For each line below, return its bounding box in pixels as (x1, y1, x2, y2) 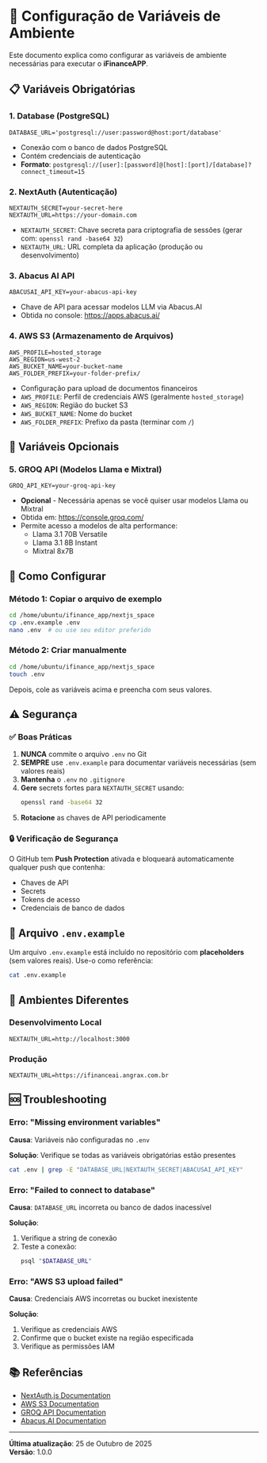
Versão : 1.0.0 (9, 1447, 52, 1457)
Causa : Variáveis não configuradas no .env (9, 1135, 150, 1145)
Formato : (20, 159, 51, 169)
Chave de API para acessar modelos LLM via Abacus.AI (20, 302, 203, 312)
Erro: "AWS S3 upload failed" (9, 1276, 124, 1287)
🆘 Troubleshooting (9, 1093, 107, 1106)
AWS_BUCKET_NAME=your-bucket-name (9, 362, 124, 370)
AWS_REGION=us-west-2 (9, 355, 81, 364)
